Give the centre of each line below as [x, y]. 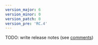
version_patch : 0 [23, 19]
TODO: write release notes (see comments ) [49, 38]
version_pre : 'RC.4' [26, 23]
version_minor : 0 [23, 14]
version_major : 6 [23, 10]
